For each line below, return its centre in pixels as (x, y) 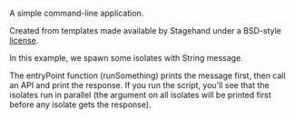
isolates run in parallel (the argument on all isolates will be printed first (141, 95)
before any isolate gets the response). (80, 104)
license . (24, 40)
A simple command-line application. (77, 13)
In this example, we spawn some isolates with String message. (126, 58)
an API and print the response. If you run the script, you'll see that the (139, 85)
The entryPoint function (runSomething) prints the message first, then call (147, 75)
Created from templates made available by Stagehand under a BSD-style (145, 30)
